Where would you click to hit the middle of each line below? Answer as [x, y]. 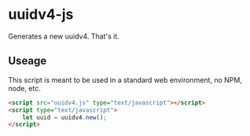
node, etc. [25, 88]
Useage [28, 61]
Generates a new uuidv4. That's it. [64, 36]
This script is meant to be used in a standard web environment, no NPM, [125, 79]
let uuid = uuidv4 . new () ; [65, 117]
